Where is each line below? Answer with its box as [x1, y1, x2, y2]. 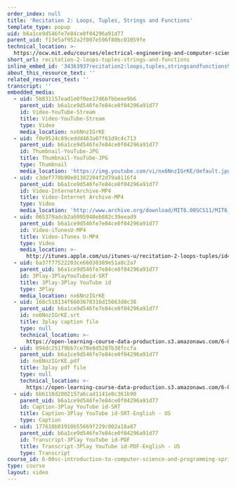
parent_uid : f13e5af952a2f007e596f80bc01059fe [7, 37, 146, 44]
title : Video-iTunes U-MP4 [20, 233, 99, 240]
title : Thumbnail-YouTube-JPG [20, 154, 109, 162]
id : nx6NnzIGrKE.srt [20, 312, 80, 319]
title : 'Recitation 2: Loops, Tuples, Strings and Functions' [7, 17, 193, 24]
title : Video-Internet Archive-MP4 [20, 194, 124, 201]
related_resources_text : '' [7, 75, 90, 83]
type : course [7, 462, 46, 469]
